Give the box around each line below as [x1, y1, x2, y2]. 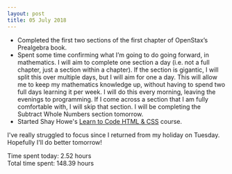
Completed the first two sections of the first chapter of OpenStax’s [17, 35, 208, 44]
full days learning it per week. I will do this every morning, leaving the [17, 88, 216, 96]
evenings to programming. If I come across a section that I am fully [17, 95, 208, 103]
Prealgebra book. [17, 43, 67, 52]
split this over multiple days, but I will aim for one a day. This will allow [17, 72, 217, 81]
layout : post [7, 10, 45, 17]
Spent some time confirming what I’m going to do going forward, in [17, 50, 210, 59]
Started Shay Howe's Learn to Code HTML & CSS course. [17, 117, 183, 125]
